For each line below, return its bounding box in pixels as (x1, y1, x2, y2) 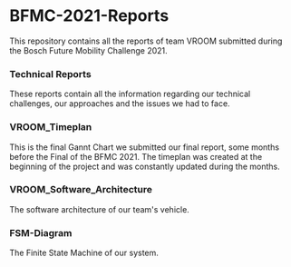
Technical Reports (9, 67, 92, 80)
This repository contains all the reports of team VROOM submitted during (9, 35, 283, 46)
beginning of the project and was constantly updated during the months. (9, 161, 280, 172)
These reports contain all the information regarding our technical (9, 88, 251, 100)
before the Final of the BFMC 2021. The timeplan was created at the (9, 151, 263, 162)
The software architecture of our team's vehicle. (9, 203, 190, 214)
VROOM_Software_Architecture (9, 183, 152, 196)
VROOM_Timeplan (9, 121, 92, 133)
